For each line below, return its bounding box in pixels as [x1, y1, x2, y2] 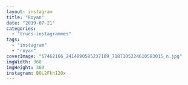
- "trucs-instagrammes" [11, 31, 71, 37]
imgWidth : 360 [6, 59, 42, 65]
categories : [6, 25, 36, 32]
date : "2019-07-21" [6, 20, 56, 26]
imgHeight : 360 [6, 64, 45, 71]
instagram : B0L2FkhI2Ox [6, 70, 66, 76]
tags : [6, 37, 20, 42]
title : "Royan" [6, 14, 45, 20]
